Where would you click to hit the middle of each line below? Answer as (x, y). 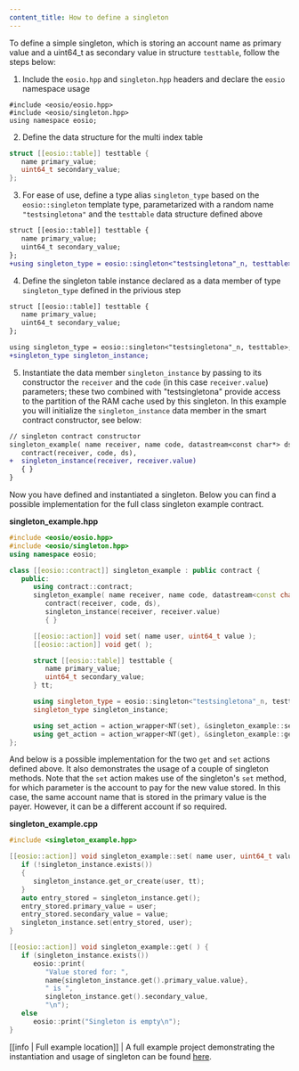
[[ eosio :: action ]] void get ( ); (93, 644)
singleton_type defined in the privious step (101, 290)
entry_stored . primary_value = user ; (89, 906)
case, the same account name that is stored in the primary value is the (138, 797)
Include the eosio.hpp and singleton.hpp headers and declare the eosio (154, 79)
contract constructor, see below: (82, 420)
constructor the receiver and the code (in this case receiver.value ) (145, 382)
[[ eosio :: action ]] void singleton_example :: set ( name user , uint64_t (141, 856)
